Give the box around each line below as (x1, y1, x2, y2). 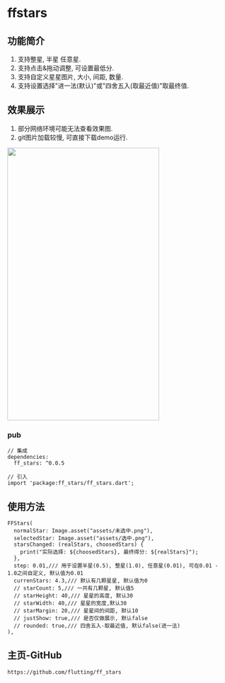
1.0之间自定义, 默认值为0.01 (7, 569, 83, 577)
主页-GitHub (7, 649, 62, 662)
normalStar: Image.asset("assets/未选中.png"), (13, 527, 154, 535)
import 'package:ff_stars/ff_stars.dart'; (7, 479, 134, 487)
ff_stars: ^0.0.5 (13, 460, 65, 467)
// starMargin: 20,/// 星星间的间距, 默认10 (13, 607, 139, 614)
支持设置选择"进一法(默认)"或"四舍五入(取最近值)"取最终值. (17, 81, 190, 90)
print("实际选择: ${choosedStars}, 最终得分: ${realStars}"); (20, 548, 199, 556)
